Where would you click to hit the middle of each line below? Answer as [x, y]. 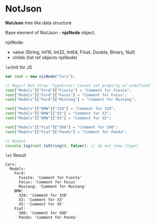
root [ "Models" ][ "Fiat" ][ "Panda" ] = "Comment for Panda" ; [66, 132]
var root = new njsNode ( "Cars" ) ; [40, 76]
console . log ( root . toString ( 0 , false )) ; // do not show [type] [72, 146]
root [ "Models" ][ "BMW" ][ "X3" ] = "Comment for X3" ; [58, 114]
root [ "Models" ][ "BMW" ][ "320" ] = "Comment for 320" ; [60, 109]
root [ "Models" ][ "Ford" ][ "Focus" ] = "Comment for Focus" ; [66, 95]
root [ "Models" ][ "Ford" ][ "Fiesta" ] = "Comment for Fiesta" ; [68, 90]
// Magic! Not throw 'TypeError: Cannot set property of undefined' [79, 86]
